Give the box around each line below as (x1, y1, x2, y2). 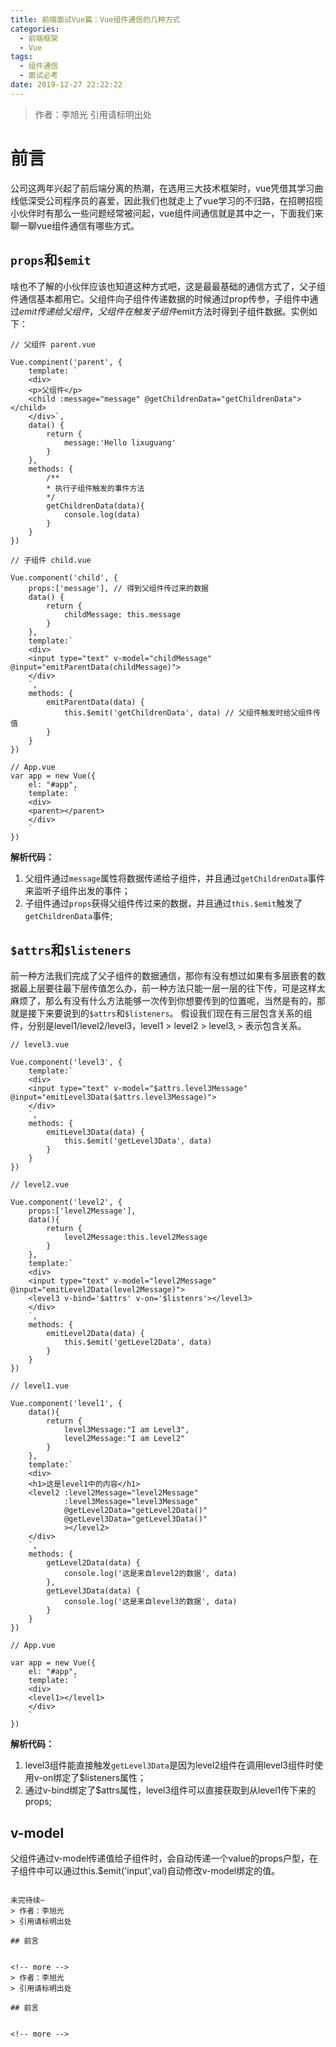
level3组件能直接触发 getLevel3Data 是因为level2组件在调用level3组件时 (24, 1759, 315, 1771)
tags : (10, 52, 33, 62)
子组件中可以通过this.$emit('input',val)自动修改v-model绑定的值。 (10, 1865, 281, 1877)
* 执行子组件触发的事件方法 (46, 483, 145, 493)
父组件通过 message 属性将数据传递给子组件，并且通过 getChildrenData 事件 (24, 872, 326, 884)
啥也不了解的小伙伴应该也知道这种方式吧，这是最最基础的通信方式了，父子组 (10, 280, 326, 292)
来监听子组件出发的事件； (24, 884, 131, 896)
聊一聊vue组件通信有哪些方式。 (10, 219, 140, 231)
